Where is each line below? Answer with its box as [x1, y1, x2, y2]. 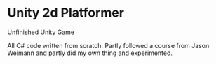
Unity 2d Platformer [7, 5, 125, 21]
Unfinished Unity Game [7, 28, 75, 36]
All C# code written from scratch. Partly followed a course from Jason [7, 41, 210, 49]
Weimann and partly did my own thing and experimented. [7, 49, 173, 57]
